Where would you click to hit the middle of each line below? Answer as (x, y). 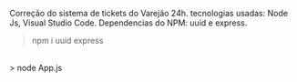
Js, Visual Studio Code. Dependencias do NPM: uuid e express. (128, 23)
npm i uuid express (67, 41)
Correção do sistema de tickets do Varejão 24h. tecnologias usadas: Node (149, 13)
